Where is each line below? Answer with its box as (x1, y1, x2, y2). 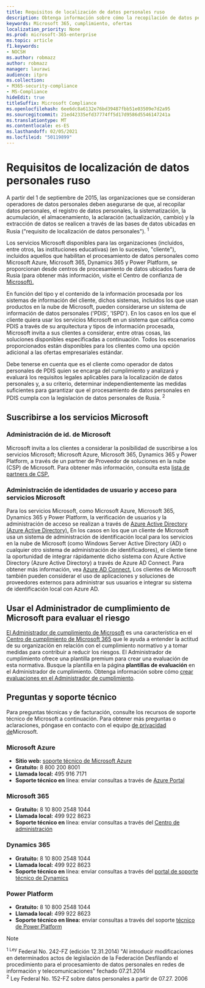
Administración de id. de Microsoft (6, 430, 111, 439)
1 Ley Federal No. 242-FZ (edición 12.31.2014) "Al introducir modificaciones (6, 946, 193, 955)
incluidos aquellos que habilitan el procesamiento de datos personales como (6, 252, 199, 260)
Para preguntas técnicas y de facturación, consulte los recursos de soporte (6, 708, 196, 715)
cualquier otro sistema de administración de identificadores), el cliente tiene (6, 546, 197, 554)
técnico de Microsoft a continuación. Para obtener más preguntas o (6, 715, 176, 722)
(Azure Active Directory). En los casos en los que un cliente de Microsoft (6, 527, 189, 534)
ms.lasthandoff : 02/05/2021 (6, 129, 78, 135)
